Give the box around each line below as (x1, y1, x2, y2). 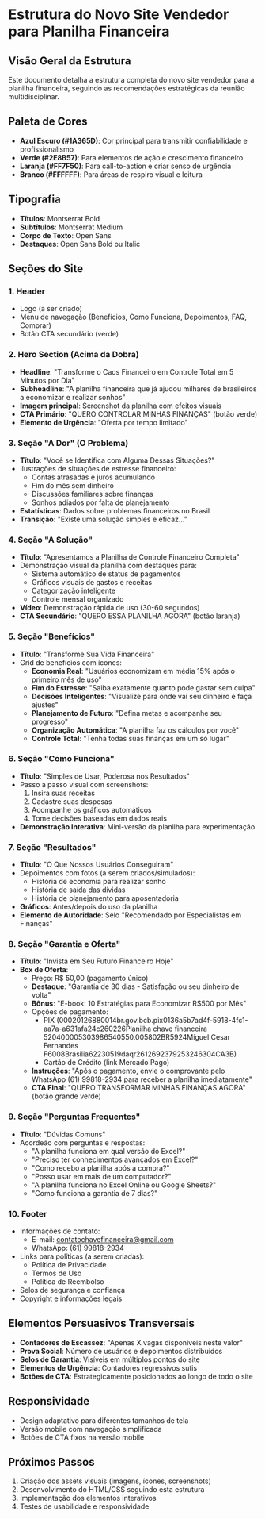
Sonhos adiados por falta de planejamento (31, 498, 170, 507)
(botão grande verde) (31, 1091, 101, 1101)
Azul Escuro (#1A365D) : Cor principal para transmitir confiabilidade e (19, 136, 248, 145)
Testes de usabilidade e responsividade (19, 1502, 150, 1511)
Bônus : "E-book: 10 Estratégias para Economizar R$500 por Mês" (31, 998, 247, 1009)
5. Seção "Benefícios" (8, 631, 96, 642)
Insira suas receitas (31, 788, 95, 798)
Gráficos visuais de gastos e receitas (31, 578, 153, 587)
